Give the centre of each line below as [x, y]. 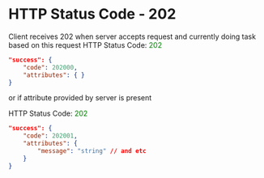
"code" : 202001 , [51, 136]
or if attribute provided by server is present [80, 98]
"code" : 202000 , [51, 67]
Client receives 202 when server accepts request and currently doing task [132, 36]
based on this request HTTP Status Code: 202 [85, 44]
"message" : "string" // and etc [92, 151]
